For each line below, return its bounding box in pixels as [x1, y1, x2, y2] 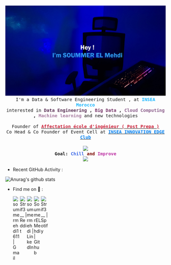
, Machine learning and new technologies [33, 113, 138, 118]
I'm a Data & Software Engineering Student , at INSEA [15, 96, 156, 102]
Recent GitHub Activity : [12, 166, 63, 173]
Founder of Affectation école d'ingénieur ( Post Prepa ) [12, 123, 159, 129]
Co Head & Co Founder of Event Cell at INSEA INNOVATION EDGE [6, 129, 165, 135]
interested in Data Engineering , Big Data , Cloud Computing [6, 107, 165, 113]
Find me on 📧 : [12, 186, 43, 192]
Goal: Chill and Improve [54, 151, 117, 156]
